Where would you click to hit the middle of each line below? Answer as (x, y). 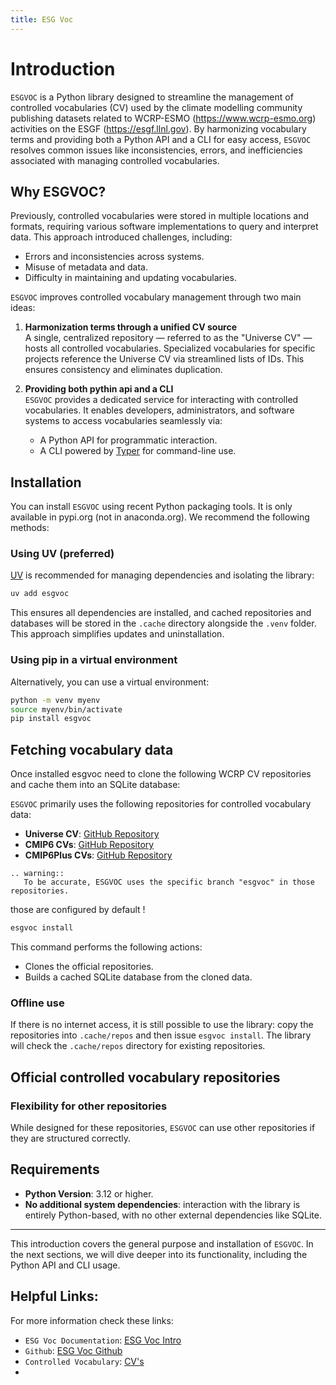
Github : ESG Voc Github (73, 1350)
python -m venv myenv (55, 700)
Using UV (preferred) (62, 554)
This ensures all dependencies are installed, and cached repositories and (161, 613)
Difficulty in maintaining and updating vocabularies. (130, 278)
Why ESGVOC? (58, 191)
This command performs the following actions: (106, 947)
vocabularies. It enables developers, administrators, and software (159, 410)
